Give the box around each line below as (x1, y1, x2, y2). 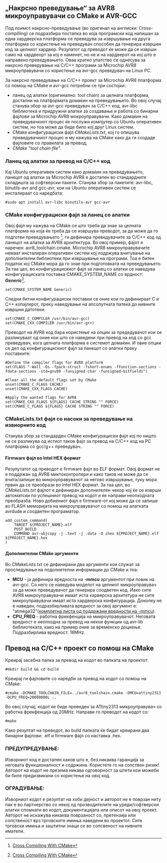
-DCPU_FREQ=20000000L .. (5, 695, 57, 700)
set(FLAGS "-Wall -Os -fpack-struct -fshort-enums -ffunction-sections (5, 364, 157, 369)
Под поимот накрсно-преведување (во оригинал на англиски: (5, 25, 138, 31)
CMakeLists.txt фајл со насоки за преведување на (5, 415, 133, 422)
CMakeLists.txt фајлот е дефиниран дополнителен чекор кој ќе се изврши (5, 487, 162, 493)
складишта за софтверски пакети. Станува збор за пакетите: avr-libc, (5, 180, 153, 186)
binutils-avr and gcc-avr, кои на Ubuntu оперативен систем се (5, 185, 136, 191)
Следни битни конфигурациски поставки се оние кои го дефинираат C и (5, 295, 159, 301)
